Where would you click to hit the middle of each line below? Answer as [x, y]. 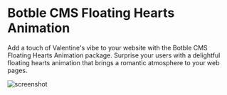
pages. [17, 70]
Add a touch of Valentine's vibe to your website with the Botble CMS [107, 47]
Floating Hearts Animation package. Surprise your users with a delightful [114, 55]
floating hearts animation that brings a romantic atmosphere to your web [114, 62]
